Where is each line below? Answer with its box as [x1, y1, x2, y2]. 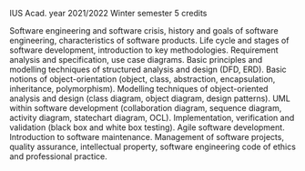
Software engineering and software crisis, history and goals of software [9, 25, 280, 35]
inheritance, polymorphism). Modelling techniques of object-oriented [9, 84, 269, 94]
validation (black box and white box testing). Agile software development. [9, 122, 285, 133]
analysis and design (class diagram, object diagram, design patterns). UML [9, 93, 291, 104]
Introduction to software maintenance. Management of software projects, [9, 132, 285, 142]
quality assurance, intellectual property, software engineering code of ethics [9, 141, 296, 152]
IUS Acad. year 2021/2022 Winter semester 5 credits [9, 8, 208, 18]
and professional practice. [9, 151, 107, 162]
